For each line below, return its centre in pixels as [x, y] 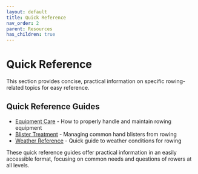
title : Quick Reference [36, 18]
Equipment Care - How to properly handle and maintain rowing [93, 121]
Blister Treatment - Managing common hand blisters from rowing [96, 134]
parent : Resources [29, 29]
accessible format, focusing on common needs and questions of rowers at [99, 159]
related [15, 88]
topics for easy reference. [57, 88]
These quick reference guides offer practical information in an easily [91, 152]
